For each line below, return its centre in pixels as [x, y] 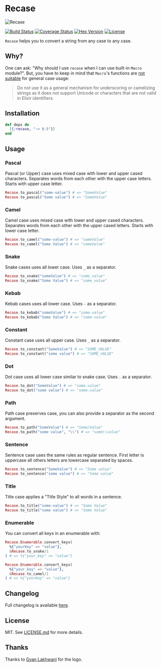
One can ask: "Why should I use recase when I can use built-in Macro [73, 68]
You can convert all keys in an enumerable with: [53, 534]
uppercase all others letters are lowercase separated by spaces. [69, 460]
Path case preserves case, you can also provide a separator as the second [80, 413]
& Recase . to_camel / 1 [29, 574]
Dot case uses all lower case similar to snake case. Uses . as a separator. [78, 377]
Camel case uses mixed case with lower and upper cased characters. [74, 220]
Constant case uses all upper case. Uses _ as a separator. [63, 340]
